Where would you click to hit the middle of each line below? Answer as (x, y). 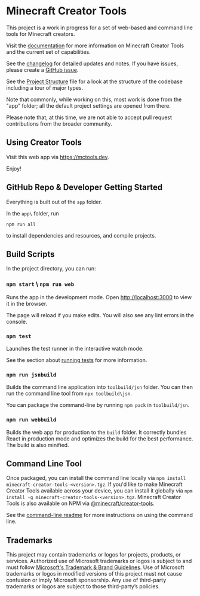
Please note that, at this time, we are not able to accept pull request (89, 117)
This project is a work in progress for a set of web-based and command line (99, 28)
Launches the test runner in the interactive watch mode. (75, 348)
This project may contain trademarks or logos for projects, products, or (93, 555)
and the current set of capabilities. (48, 51)
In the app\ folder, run (33, 213)
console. (17, 321)
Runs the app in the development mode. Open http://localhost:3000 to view (99, 297)
